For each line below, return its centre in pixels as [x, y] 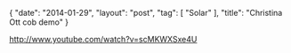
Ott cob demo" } [39, 22]
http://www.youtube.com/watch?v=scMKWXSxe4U [103, 39]
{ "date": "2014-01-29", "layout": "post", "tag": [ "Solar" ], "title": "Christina [146, 13]
